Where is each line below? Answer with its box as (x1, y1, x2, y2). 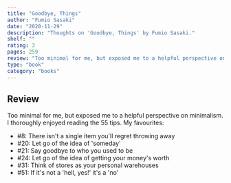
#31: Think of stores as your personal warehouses (16, 161, 159, 169)
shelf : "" (7, 36, 36, 43)
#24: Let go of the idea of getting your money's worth (16, 154, 170, 162)
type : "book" (7, 61, 45, 68)
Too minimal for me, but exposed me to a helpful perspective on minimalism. (7, 111, 223, 120)
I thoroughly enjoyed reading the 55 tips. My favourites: (7, 118, 164, 127)
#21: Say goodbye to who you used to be (16, 147, 133, 155)
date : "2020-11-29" (7, 23, 63, 30)
